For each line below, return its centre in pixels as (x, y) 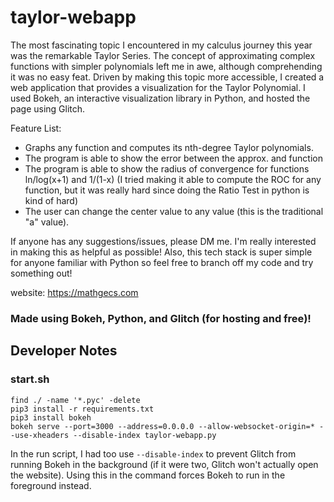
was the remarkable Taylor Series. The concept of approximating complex (163, 55)
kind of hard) (51, 200)
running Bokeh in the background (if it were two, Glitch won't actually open (164, 464)
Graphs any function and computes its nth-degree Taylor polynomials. (169, 147)
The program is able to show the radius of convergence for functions (167, 168)
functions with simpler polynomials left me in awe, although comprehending (166, 66)
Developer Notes (64, 351)
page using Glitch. (48, 108)
